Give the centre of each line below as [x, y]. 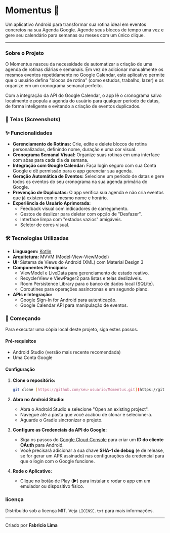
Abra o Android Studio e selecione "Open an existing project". [84, 409]
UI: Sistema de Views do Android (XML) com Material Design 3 [78, 262]
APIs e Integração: [32, 294]
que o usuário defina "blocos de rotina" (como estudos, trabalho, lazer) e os [84, 80]
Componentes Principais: [40, 267]
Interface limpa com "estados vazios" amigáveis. [71, 220]
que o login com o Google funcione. [57, 461]
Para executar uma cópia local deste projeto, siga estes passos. [72, 330]
